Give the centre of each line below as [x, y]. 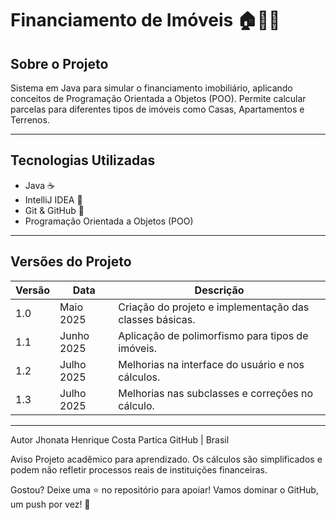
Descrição [219, 290]
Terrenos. [30, 120]
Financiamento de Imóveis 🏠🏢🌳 [145, 20]
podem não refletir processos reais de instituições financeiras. [139, 469]
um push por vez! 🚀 [50, 504]
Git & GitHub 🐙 [54, 210]
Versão [33, 290]
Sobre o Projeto [59, 63]
